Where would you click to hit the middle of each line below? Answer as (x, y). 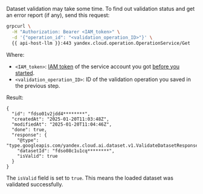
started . (25, 73)
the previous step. (37, 86)
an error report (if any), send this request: (58, 15)
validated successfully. (35, 184)
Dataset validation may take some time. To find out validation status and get (101, 9)
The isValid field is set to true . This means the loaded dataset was (90, 178)
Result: (15, 97)
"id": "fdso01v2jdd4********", (51, 114)
